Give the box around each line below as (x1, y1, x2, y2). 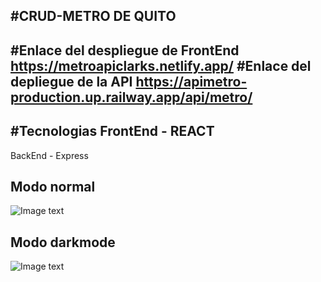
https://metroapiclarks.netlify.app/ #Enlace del (10, 57, 312, 74)
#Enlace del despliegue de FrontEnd (10, 42, 240, 59)
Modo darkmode (10, 234, 116, 251)
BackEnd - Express (10, 149, 89, 161)
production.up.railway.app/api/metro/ (10, 89, 253, 106)
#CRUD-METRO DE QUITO (10, 8, 177, 25)
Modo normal (10, 178, 96, 195)
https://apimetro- (135, 73, 248, 90)
